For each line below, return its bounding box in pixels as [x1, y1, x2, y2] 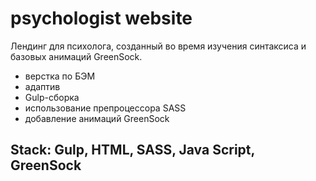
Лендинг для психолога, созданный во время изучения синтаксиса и [10, 40, 307, 52]
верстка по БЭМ [24, 70, 96, 82]
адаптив [24, 80, 61, 92]
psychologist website [10, 7, 193, 30]
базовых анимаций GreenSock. [10, 50, 143, 62]
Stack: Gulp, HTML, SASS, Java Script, [10, 142, 255, 159]
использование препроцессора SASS [24, 102, 187, 114]
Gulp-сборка [24, 91, 80, 103]
